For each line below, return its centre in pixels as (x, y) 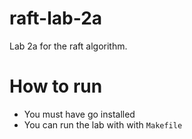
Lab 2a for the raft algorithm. (68, 46)
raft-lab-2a (56, 18)
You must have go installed (79, 114)
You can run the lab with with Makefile (103, 124)
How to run (56, 86)
